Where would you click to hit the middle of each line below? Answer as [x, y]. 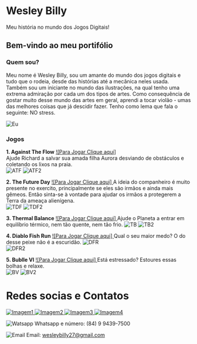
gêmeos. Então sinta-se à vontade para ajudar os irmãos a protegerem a [94, 194]
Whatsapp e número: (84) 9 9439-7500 [82, 323]
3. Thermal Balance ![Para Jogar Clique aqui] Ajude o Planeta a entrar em [95, 218]
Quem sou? [23, 62]
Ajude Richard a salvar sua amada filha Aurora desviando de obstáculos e [95, 158]
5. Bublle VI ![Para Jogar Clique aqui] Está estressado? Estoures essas [91, 259]
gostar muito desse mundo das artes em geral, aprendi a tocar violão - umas [98, 100]
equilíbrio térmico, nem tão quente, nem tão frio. [64, 224]
